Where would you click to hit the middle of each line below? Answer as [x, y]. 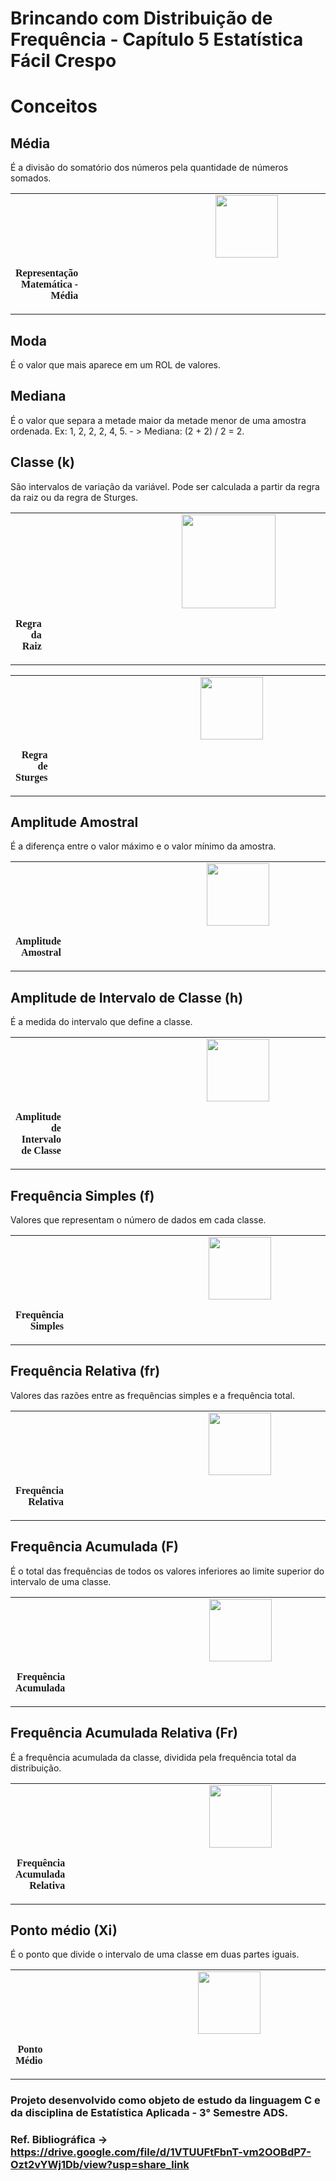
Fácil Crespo [63, 61]
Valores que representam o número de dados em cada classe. [138, 1220]
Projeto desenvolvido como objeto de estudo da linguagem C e [165, 2100]
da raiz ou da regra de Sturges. [74, 497]
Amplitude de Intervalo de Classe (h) [127, 997]
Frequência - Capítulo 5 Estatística [157, 39]
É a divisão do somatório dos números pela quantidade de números [149, 168]
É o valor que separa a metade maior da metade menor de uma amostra [158, 420]
